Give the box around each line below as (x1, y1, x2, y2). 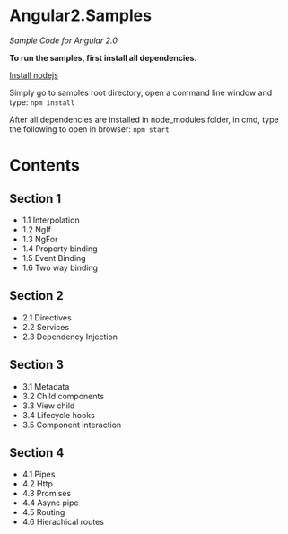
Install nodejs (9, 69, 58, 81)
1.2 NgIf (22, 223, 52, 234)
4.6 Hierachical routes (22, 517, 105, 528)
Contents (9, 155, 81, 176)
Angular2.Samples (9, 5, 153, 26)
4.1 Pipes (22, 468, 56, 480)
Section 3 (9, 357, 65, 372)
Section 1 (9, 190, 61, 206)
